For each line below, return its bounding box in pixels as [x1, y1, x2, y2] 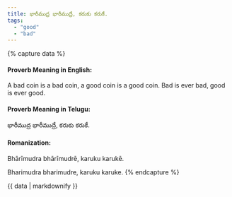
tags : [7, 17, 23, 24]
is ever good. [7, 89, 46, 97]
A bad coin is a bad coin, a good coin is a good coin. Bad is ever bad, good [7, 81, 226, 90]
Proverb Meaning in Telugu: [7, 105, 91, 114]
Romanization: [7, 138, 52, 147]
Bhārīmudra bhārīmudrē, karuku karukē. [7, 154, 124, 162]
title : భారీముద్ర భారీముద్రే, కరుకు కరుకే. [7, 10, 108, 18]
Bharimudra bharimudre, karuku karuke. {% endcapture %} [7, 167, 180, 177]
